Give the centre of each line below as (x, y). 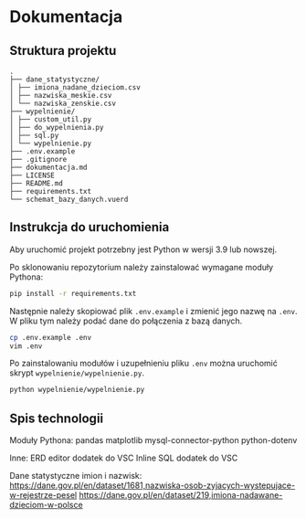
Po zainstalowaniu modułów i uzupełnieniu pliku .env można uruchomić (144, 364)
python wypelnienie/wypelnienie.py (77, 390)
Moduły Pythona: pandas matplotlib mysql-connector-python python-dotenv (153, 440)
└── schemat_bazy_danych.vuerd (69, 199)
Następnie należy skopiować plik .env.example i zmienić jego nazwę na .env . (153, 311)
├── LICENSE (32, 175)
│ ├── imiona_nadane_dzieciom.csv (75, 88)
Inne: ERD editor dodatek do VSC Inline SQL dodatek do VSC (124, 458)
